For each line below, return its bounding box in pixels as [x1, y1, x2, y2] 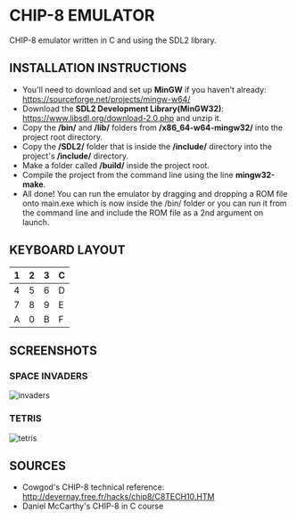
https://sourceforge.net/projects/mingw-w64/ [21, 93, 191, 104]
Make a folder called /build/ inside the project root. [21, 159, 210, 170]
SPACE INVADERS [9, 370, 88, 382]
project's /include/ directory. [21, 150, 129, 161]
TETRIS [9, 412, 42, 425]
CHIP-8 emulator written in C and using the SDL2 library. [9, 35, 217, 45]
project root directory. [21, 131, 103, 142]
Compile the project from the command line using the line [21, 169, 234, 180]
